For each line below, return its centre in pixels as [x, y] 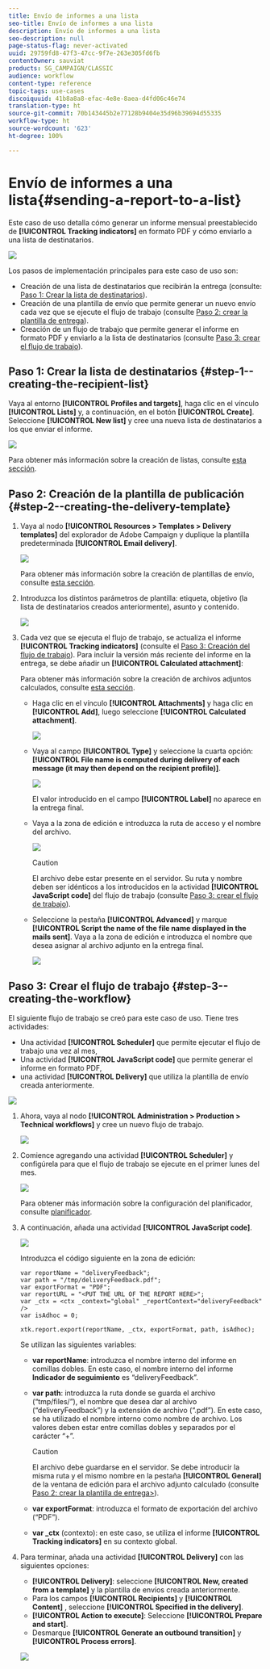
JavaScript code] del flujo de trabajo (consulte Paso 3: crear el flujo [145, 895]
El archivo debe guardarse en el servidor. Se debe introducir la [136, 1467]
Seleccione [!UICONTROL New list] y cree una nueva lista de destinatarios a [135, 421]
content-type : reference [50, 83]
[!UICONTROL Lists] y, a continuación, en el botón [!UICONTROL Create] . [131, 412]
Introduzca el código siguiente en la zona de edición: [108, 1258]
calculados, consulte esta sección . [77, 688]
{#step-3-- [200, 986]
